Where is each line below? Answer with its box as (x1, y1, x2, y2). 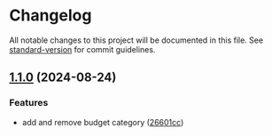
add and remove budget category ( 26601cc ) (21, 116, 184, 127)
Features (9, 97, 49, 109)
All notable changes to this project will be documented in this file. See (9, 35, 264, 45)
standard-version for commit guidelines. (9, 44, 156, 54)
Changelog (9, 5, 92, 26)
